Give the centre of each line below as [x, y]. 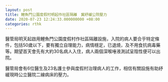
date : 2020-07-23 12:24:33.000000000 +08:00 [53, 19]
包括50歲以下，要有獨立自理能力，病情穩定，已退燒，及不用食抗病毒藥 [87, 45]
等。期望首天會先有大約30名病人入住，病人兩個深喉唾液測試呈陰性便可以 [81, 51]
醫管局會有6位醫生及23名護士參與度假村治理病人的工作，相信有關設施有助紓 [84, 68]
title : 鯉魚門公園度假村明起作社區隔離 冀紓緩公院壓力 [56, 15]
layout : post [19, 10]
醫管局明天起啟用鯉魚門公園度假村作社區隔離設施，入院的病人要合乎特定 [80, 39]
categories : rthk [23, 24]
